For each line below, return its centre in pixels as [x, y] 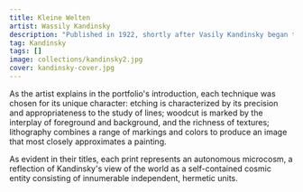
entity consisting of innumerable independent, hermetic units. [124, 178]
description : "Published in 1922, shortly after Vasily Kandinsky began [149, 34]
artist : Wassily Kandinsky [60, 26]
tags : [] [26, 51]
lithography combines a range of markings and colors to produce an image [148, 132]
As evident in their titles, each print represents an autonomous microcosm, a [151, 159]
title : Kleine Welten [50, 18]
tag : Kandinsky [38, 43]
